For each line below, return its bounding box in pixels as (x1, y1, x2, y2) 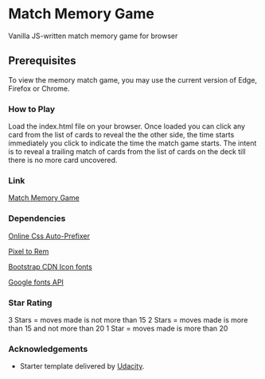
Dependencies (8, 213, 66, 224)
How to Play (8, 103, 56, 114)
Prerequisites (8, 54, 76, 68)
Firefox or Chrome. (8, 83, 70, 93)
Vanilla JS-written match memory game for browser (8, 31, 178, 41)
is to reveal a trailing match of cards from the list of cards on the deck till (8, 147, 246, 157)
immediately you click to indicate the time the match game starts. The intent (8, 138, 257, 148)
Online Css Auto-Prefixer (8, 231, 90, 241)
